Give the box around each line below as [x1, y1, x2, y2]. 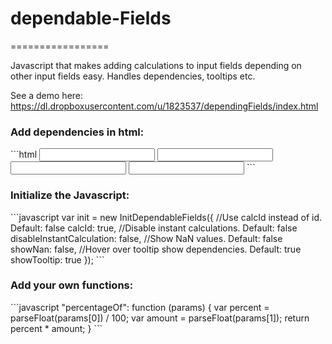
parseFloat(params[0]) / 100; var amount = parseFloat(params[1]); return [10, 312, 310, 324]
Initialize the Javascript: [10, 188, 130, 202]
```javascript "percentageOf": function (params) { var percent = [10, 301, 270, 313]
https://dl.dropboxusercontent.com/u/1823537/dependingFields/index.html [10, 100, 319, 112]
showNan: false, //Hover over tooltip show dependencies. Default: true [10, 243, 302, 255]
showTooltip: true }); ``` [10, 253, 105, 266]
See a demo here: [10, 89, 84, 101]
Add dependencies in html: [10, 125, 145, 139]
